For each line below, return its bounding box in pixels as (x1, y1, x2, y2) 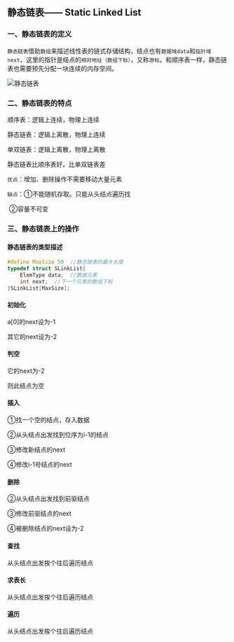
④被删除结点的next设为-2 (7, 524, 84, 533)
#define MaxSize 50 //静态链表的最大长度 (7, 258, 124, 266)
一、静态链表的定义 (7, 29, 72, 39)
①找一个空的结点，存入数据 (7, 416, 90, 424)
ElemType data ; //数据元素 (20, 272, 98, 279)
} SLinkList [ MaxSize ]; (7, 284, 71, 292)
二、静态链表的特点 (7, 98, 72, 108)
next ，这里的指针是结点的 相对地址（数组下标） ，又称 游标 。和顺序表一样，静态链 (7, 55, 228, 64)
